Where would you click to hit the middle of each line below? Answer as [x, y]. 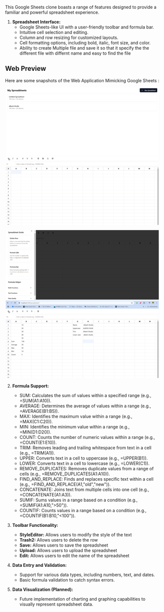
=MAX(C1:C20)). [36, 422]
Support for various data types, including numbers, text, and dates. [87, 575]
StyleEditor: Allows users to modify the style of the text [76, 535]
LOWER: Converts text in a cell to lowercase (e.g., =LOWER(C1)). [84, 463]
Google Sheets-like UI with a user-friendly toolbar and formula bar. [87, 27]
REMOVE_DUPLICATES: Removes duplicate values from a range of [87, 469]
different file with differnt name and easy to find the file [75, 53]
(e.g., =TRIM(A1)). [37, 453]
